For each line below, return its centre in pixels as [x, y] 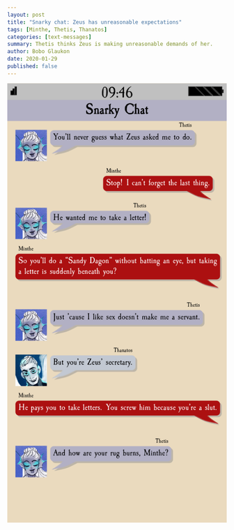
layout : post [26, 15]
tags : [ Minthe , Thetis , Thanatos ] [57, 29]
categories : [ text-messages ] [49, 37]
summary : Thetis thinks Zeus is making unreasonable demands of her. [110, 44]
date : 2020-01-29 [32, 59]
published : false [32, 66]
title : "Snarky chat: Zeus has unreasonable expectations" [95, 22]
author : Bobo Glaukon [39, 52]
